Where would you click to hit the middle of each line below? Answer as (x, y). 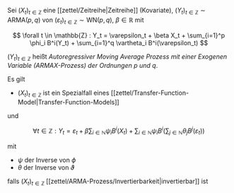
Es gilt (16, 79)
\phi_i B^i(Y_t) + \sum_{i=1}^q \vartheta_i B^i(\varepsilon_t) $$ (119, 42)
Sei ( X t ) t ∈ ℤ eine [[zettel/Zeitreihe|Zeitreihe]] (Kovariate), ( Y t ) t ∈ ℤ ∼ (107, 11)
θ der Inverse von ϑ (46, 167)
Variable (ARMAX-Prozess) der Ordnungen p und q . (83, 66)
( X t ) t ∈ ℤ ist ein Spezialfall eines (63, 94)
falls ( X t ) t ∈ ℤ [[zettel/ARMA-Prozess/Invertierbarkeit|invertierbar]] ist (108, 182)
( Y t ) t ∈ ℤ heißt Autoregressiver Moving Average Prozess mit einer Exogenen (117, 57)
